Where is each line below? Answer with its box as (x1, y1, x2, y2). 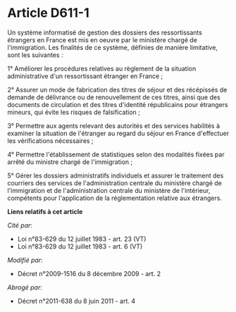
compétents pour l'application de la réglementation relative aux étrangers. (7, 194, 222, 202)
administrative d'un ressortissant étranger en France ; (7, 72, 163, 80)
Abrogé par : (7, 283, 42, 292)
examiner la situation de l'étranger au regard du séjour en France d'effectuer (7, 129, 230, 137)
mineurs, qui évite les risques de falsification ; (7, 108, 141, 116)
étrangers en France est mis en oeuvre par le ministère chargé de (7, 35, 197, 44)
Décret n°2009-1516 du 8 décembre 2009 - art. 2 (17, 269, 161, 277)
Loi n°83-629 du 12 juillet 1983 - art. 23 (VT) (17, 235, 147, 243)
